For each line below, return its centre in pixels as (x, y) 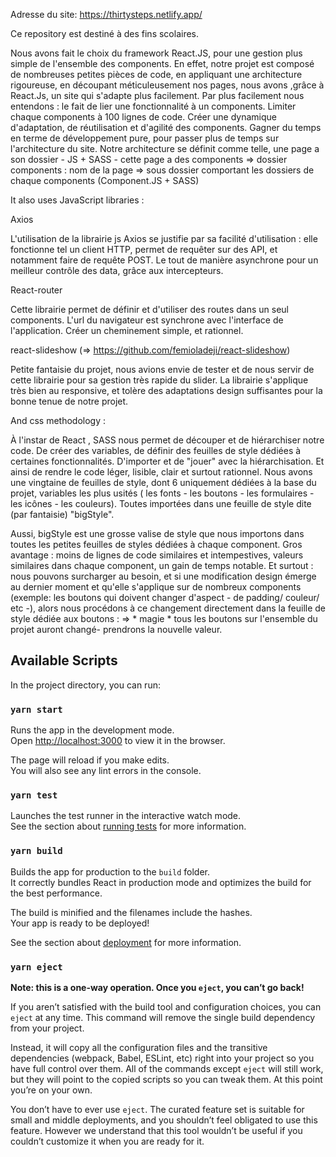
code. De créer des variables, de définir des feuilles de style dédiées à (156, 450)
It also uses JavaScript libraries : (77, 200)
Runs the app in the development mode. (92, 730)
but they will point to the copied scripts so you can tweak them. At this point (166, 1079)
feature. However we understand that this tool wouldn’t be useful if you (156, 1130)
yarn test (34, 795)
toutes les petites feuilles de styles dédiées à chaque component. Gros (156, 544)
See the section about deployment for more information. (126, 942)
